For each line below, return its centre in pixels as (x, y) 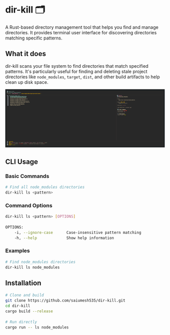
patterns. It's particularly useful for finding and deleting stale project (76, 71)
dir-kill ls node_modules (32, 267)
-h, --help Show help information (64, 238)
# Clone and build (25, 295)
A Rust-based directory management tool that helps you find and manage (82, 27)
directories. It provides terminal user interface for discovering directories (81, 32)
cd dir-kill (18, 306)
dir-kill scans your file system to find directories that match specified (77, 66)
